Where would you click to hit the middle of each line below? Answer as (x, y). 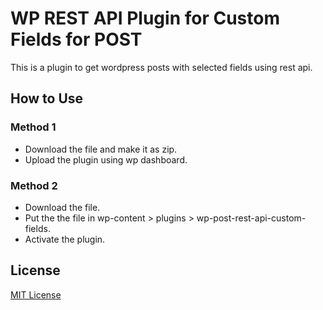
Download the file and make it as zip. (101, 149)
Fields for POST (76, 39)
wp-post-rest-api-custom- (251, 218)
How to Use (47, 98)
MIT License (36, 294)
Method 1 (33, 127)
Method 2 (34, 185)
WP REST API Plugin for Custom (145, 18)
